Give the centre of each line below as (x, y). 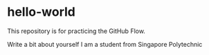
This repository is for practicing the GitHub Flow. (76, 31)
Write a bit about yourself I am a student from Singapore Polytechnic (105, 44)
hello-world (42, 12)
